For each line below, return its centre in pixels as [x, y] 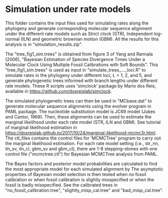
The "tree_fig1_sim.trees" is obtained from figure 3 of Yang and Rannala [79, 54]
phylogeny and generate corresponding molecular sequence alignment [78, 28]
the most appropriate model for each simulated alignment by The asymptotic [84, 169]
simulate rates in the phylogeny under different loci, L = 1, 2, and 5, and [78, 75]
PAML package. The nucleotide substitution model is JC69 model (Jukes [80, 111]
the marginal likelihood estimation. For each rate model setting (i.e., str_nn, [82, 143]
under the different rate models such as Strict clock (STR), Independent [79, 33]
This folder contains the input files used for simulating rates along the [77, 23]
